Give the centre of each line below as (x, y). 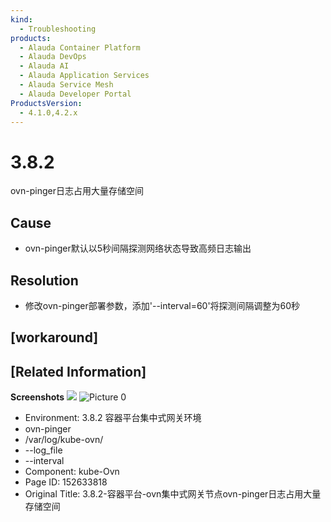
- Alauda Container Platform (80, 47)
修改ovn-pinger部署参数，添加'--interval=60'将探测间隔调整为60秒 (162, 305)
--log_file (43, 450)
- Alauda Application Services (84, 76)
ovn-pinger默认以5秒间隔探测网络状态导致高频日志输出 (138, 248)
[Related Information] (78, 371)
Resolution (44, 280)
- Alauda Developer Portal (75, 94)
